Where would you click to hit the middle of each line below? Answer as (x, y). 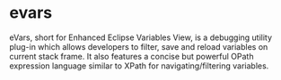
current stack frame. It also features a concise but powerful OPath (132, 56)
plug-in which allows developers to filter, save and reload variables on (139, 46)
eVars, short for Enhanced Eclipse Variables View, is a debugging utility (140, 37)
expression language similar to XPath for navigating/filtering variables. (139, 66)
